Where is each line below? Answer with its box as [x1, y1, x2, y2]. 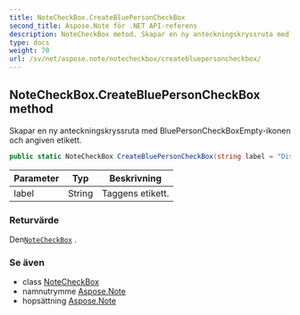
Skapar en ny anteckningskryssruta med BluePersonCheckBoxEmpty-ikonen [9, 125, 291, 136]
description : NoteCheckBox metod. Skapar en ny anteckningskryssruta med [9, 29, 290, 38]
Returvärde [9, 213, 60, 226]
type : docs [9, 37, 50, 47]
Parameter [13, 171, 60, 184]
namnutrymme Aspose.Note [21, 286, 127, 297]
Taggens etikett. [101, 187, 170, 199]
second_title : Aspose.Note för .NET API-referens [9, 21, 198, 30]
